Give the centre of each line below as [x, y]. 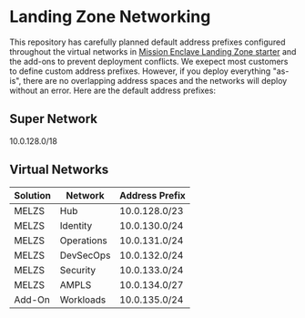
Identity [76, 225]
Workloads [83, 300]
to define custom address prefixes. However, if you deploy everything [140, 71]
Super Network [54, 119]
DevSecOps [85, 255]
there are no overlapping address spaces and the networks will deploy [155, 80]
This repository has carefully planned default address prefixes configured [147, 42]
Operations [83, 241]
